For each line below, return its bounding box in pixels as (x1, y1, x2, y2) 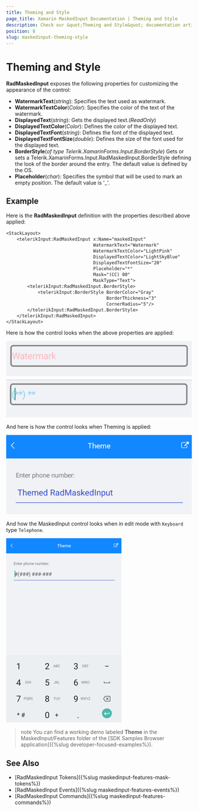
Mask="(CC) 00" (93, 271, 131, 277)
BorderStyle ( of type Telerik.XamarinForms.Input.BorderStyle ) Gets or (14, 148, 184, 155)
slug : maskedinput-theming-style (6, 34, 88, 41)
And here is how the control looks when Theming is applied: (6, 423, 152, 430)
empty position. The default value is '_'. (14, 179, 110, 186)
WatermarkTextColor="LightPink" (93, 248, 173, 254)
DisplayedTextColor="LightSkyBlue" (93, 254, 181, 260)
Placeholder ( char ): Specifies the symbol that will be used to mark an (14, 173, 183, 180)
